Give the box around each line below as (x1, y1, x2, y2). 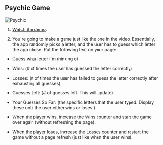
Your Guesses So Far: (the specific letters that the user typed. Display (12, 99, 154, 105)
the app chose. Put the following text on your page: (12, 46, 117, 52)
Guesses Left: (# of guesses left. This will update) (12, 89, 113, 95)
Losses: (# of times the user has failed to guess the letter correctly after (12, 75, 159, 81)
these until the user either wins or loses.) (12, 104, 95, 110)
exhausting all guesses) (12, 80, 61, 86)
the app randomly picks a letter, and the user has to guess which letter (12, 41, 156, 47)
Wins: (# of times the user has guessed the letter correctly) (12, 65, 132, 71)
